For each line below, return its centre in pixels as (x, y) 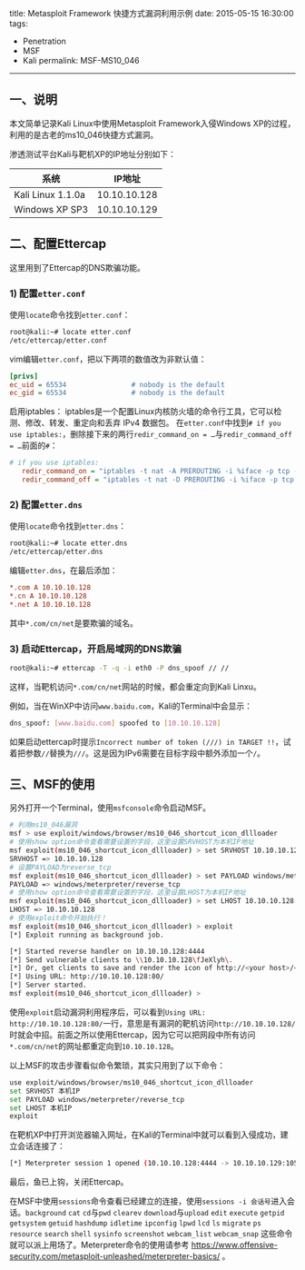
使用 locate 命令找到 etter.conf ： (70, 314)
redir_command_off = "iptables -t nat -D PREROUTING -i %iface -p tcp (158, 480)
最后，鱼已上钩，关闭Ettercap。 (69, 1182)
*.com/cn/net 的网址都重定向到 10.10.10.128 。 (94, 1046)
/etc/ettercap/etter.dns (56, 552)
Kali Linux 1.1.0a (50, 194)
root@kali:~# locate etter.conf (70, 332)
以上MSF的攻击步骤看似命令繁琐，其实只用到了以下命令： (117, 1065)
